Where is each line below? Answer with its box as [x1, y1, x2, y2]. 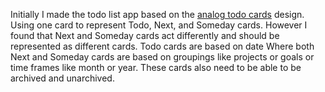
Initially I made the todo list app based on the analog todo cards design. [10, 9, 305, 20]
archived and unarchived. [10, 72, 115, 84]
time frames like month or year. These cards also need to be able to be [10, 62, 302, 73]
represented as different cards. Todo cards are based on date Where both [10, 40, 315, 52]
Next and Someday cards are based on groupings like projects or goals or [10, 51, 315, 63]
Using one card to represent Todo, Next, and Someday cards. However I [10, 19, 308, 31]
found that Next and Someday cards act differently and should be [10, 30, 280, 41]
